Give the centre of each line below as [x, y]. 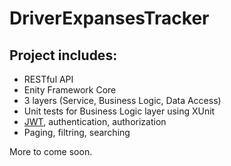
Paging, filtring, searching [77, 132]
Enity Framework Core [70, 90]
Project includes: [63, 55]
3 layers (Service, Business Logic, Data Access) [122, 100]
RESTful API [48, 79]
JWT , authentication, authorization [95, 121]
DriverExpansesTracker [109, 18]
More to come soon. [51, 151]
